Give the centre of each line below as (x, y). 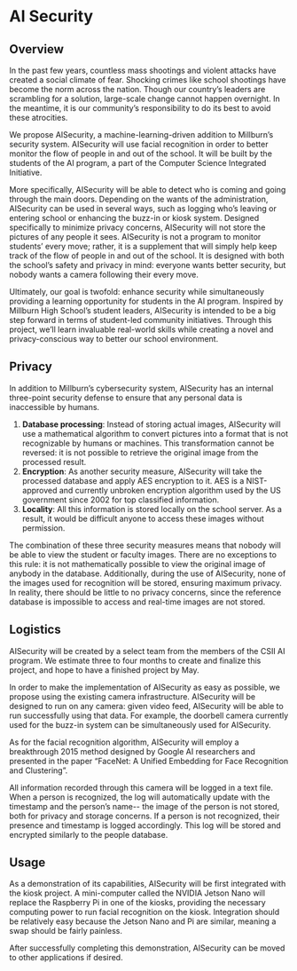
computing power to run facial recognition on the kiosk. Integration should (145, 912)
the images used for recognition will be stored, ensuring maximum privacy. (145, 582)
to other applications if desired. (66, 958)
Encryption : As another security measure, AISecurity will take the (142, 471)
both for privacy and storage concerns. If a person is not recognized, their (145, 816)
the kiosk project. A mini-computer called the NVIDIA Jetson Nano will (137, 893)
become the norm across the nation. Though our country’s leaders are (137, 89)
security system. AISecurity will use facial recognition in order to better (139, 144)
